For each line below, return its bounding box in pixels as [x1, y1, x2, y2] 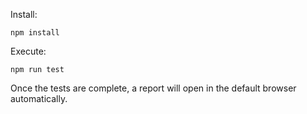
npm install [10, 28, 60, 38]
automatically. [10, 93, 68, 104]
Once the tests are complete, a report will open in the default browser [10, 82, 297, 94]
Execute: [10, 45, 47, 57]
